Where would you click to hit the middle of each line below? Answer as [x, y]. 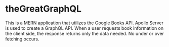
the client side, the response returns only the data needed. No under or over [85, 33]
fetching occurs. [22, 39]
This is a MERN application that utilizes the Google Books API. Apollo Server [84, 23]
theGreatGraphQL [44, 9]
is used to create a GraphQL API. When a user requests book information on [85, 28]
